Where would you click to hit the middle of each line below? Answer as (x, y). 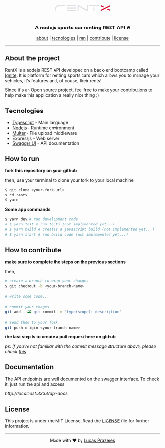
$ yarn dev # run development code (41, 219)
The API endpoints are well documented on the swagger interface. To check (82, 379)
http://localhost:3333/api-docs (36, 394)
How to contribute (33, 250)
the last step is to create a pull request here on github (61, 337)
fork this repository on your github (41, 170)
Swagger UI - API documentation (46, 143)
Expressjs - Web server (36, 138)
